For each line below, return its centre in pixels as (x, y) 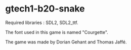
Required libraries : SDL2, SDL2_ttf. (42, 22)
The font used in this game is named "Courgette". (57, 32)
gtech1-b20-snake (45, 9)
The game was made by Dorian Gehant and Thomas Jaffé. (66, 42)
